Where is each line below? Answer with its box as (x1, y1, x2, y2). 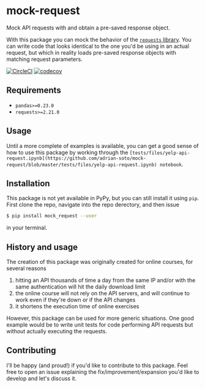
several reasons (6, 265, 47, 272)
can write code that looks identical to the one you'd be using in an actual (6, 42, 190, 50)
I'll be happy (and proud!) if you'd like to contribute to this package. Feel (6, 362, 188, 369)
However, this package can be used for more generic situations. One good (6, 314, 194, 322)
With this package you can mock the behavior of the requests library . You (6, 36, 192, 43)
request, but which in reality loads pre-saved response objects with (6, 49, 176, 56)
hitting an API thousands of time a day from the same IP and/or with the (15, 277, 196, 284)
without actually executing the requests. (6, 328, 107, 335)
